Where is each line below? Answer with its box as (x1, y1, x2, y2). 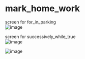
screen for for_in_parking (5, 19, 57, 25)
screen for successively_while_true (5, 34, 76, 39)
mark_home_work (5, 3, 80, 14)
